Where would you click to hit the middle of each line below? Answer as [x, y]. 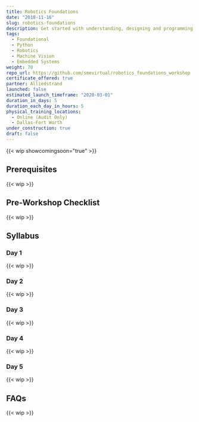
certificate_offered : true [40, 78]
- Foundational [30, 39]
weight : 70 [20, 67]
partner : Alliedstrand [34, 84]
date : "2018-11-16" [30, 17]
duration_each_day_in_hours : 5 [45, 106]
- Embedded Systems [36, 61]
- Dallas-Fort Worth [37, 123]
